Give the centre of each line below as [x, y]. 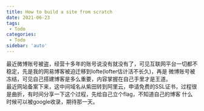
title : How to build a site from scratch [59, 12]
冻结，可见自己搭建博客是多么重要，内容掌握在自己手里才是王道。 [89, 79]
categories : [21, 35]
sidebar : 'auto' [27, 46]
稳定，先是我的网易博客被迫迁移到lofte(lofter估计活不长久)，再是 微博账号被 [101, 71]
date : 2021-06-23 [28, 18]
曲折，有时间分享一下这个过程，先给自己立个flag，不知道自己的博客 [96, 94]
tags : [13, 23]
